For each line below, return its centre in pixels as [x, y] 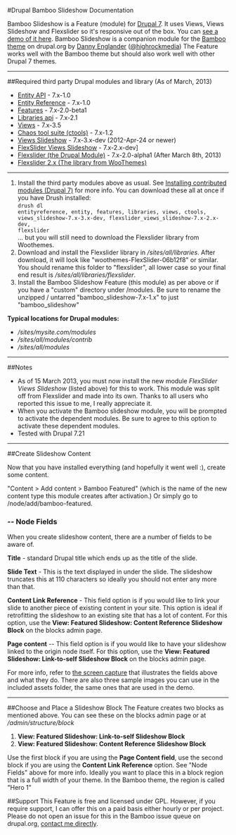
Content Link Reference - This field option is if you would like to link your [113, 600]
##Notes [20, 367]
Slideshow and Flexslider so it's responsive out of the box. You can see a [113, 31]
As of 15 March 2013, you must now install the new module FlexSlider [117, 381]
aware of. [21, 545]
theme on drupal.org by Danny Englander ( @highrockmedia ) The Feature [113, 46]
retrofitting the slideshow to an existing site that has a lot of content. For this [117, 615]
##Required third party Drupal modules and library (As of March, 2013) [110, 81]
